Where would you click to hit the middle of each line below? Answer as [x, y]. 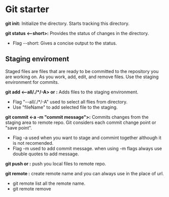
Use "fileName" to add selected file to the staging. [65, 107]
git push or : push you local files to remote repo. [56, 163]
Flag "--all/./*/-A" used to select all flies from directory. [70, 102]
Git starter [27, 9]
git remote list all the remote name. [49, 183]
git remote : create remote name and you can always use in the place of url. [84, 173]
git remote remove [32, 188]
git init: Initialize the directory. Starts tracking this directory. [67, 23]
